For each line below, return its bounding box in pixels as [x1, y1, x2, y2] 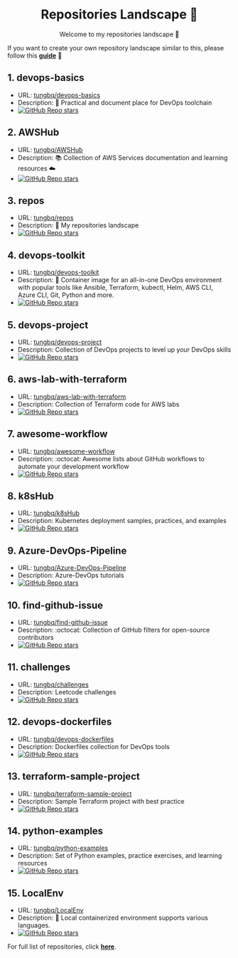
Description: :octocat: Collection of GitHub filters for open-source [17, 625, 210, 635]
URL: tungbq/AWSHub [17, 145, 83, 154]
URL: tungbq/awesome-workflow [17, 447, 115, 456]
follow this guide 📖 [7, 51, 63, 60]
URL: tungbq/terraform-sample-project [17, 789, 132, 798]
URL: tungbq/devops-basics [17, 90, 101, 99]
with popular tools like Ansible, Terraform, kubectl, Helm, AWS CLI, [17, 284, 213, 292]
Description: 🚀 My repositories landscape [17, 221, 139, 230]
